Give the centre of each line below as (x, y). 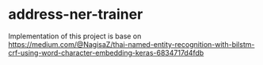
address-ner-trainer (76, 14)
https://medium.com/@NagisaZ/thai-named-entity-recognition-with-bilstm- (131, 44)
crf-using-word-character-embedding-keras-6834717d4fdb (106, 52)
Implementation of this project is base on (75, 36)
